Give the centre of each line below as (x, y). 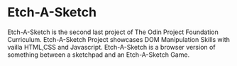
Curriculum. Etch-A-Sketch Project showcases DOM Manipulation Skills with (119, 39)
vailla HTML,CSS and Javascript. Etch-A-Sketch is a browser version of (111, 47)
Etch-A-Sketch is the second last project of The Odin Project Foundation (113, 32)
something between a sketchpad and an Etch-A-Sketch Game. (99, 55)
